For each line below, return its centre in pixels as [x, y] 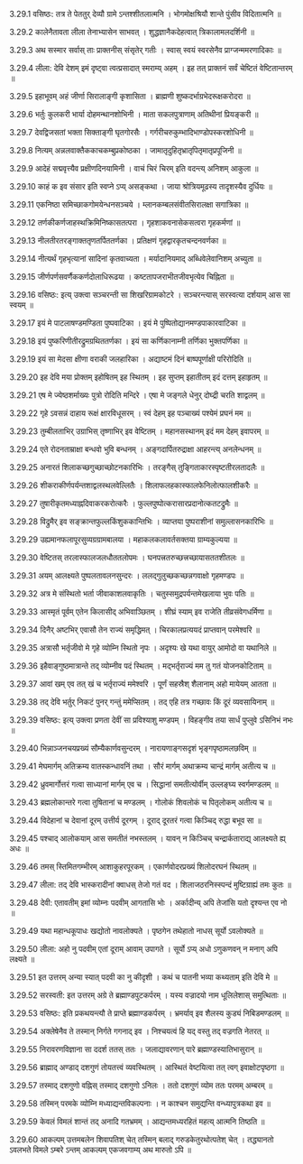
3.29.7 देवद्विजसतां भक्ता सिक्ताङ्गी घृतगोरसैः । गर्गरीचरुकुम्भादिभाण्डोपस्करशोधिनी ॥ [132, 132]
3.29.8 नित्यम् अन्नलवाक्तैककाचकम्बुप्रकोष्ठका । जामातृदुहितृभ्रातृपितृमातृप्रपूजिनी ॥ [125, 150]
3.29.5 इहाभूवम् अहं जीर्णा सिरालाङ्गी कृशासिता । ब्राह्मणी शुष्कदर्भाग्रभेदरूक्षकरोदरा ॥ [130, 96]
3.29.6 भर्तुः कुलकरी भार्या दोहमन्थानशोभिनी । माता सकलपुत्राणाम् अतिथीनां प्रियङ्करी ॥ [134, 114]
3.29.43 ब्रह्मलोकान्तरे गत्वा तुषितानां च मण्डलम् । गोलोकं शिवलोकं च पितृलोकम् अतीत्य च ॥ [141, 802]
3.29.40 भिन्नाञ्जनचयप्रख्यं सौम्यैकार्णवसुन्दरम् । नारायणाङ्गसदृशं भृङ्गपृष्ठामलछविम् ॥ [133, 748]
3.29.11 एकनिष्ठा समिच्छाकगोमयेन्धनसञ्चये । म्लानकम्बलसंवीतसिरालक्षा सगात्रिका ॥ [129, 204]
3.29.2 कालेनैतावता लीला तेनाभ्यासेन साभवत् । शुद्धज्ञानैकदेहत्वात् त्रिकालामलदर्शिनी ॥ [132, 32]
